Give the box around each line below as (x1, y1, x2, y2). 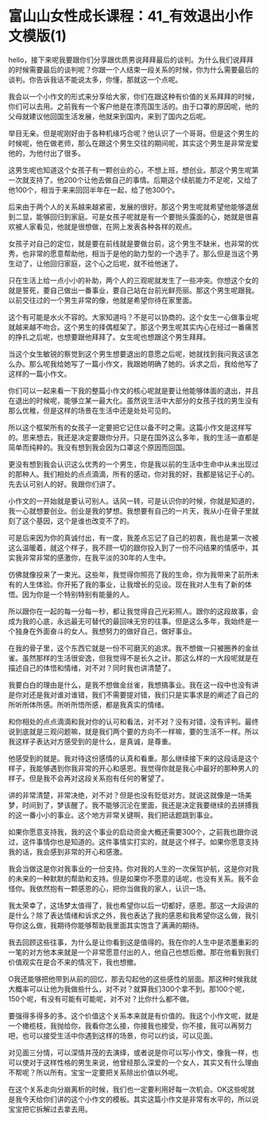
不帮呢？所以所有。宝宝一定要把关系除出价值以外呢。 (8, 1067, 183, 1077)
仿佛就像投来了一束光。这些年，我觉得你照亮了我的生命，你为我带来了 (8, 569, 238, 579)
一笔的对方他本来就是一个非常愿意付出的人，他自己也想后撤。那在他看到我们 (8, 947, 259, 956)
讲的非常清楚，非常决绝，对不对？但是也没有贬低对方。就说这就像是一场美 (8, 790, 252, 800)
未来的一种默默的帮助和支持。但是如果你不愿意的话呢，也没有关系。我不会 (14, 874, 259, 883)
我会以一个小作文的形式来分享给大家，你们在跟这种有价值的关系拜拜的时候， (8, 91, 259, 101)
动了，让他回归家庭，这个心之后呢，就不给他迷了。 (14, 258, 183, 268)
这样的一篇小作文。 (8, 369, 72, 378)
